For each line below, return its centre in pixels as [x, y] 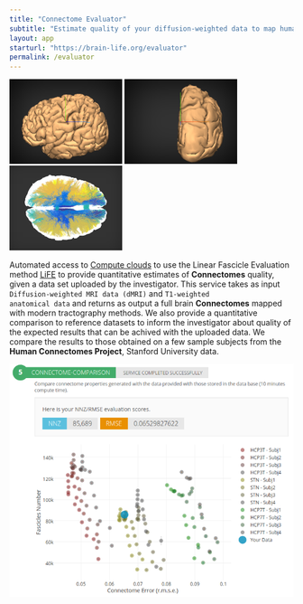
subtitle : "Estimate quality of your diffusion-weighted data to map [143, 28]
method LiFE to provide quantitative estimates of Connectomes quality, [142, 275]
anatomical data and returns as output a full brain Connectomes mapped [146, 304]
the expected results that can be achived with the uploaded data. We [138, 332]
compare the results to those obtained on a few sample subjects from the [146, 342]
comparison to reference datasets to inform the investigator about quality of [150, 323]
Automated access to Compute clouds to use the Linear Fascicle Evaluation [150, 265]
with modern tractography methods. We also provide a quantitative [133, 313]
